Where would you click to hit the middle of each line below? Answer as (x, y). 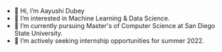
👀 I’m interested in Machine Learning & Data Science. (92, 18)
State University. (38, 33)
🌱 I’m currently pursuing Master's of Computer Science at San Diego (115, 26)
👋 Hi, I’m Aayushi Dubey (49, 11)
